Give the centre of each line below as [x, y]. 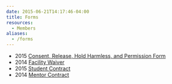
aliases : [17, 34]
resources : [20, 22]
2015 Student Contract [42, 68]
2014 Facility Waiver [39, 62]
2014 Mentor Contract [42, 75]
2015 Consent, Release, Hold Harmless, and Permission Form [90, 56]
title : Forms [22, 17]
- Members [24, 28]
